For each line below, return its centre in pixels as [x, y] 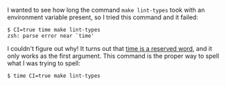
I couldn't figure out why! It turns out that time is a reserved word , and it [110, 49]
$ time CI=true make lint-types [54, 76]
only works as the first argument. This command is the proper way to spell [113, 56]
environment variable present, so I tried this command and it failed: [103, 17]
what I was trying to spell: [44, 63]
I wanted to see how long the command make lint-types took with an [106, 10]
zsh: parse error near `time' [51, 36]
